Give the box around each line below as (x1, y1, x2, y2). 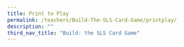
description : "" (7, 23, 54, 30)
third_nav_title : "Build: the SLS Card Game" (7, 29, 140, 37)
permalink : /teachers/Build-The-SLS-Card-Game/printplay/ (7, 17, 177, 23)
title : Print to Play (7, 10, 70, 17)
